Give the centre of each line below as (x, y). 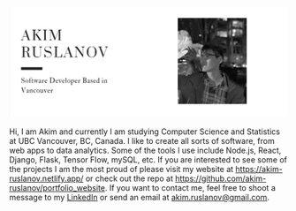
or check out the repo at (129, 178)
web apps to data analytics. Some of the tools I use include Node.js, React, (145, 151)
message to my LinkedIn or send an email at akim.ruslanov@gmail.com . (139, 198)
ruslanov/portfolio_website (57, 188)
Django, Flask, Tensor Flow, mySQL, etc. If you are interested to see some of (148, 160)
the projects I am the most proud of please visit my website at (121, 170)
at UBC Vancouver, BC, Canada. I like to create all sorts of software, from (142, 141)
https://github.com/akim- (221, 178)
